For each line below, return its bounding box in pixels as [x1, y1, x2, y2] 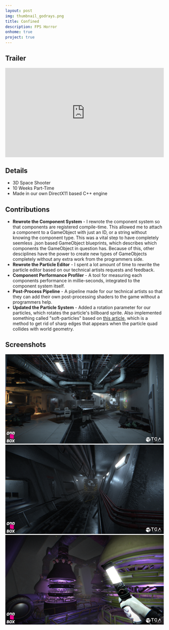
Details [5, 166, 28, 175]
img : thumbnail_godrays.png [5, 13, 64, 19]
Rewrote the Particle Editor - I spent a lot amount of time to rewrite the [12, 261, 160, 267]
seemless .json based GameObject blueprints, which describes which [12, 240, 157, 246]
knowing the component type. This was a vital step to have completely [12, 234, 159, 240]
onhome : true [5, 29, 33, 35]
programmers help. [12, 299, 53, 305]
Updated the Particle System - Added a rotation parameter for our [12, 304, 151, 310]
